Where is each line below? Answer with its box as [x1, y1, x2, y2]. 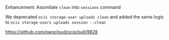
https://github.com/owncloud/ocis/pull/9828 [5, 29, 98, 34]
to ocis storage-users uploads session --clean [5, 19, 106, 25]
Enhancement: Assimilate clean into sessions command [5, 4, 121, 10]
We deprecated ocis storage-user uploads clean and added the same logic [5, 14, 164, 19]
